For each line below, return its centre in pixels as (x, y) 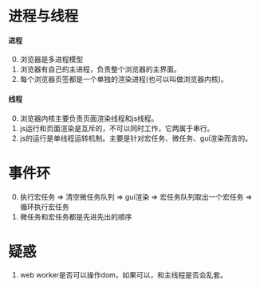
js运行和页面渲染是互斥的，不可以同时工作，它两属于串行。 (117, 128)
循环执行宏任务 (44, 207)
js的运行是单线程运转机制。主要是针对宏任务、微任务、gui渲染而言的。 (136, 138)
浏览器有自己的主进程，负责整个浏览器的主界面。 (100, 69)
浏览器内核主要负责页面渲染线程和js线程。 (89, 118)
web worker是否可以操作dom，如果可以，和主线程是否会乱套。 (123, 275)
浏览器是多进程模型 (51, 60)
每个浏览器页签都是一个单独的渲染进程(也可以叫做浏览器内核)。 (124, 80)
